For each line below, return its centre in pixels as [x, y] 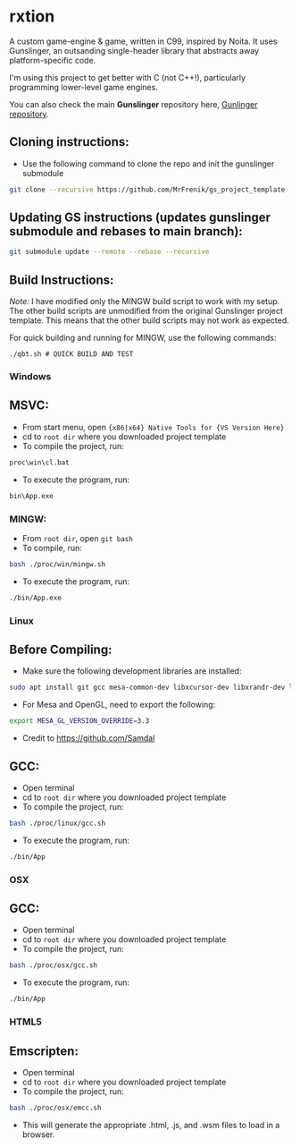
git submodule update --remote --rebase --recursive [109, 252]
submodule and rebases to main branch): [126, 231]
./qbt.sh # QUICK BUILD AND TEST [71, 354]
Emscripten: [44, 1051]
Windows [30, 377]
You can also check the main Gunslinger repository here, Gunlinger [133, 104]
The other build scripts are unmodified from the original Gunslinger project [146, 311]
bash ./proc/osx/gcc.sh [54, 965]
